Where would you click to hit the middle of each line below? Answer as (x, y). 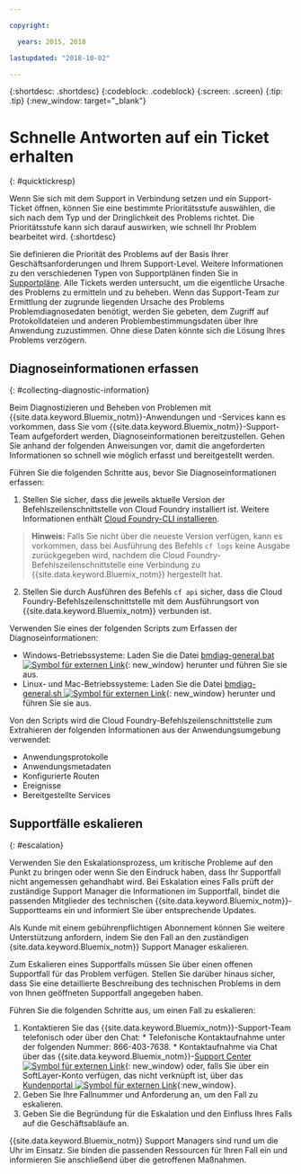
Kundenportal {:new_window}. (129, 1085)
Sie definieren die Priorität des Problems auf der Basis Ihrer (119, 254)
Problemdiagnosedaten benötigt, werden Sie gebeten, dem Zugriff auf (139, 312)
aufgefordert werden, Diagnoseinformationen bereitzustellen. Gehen (159, 436)
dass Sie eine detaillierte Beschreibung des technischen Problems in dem (145, 983)
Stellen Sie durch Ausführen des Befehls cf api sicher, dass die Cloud (152, 592)
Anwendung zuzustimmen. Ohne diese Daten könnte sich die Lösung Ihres (147, 331)
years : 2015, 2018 (52, 41)
